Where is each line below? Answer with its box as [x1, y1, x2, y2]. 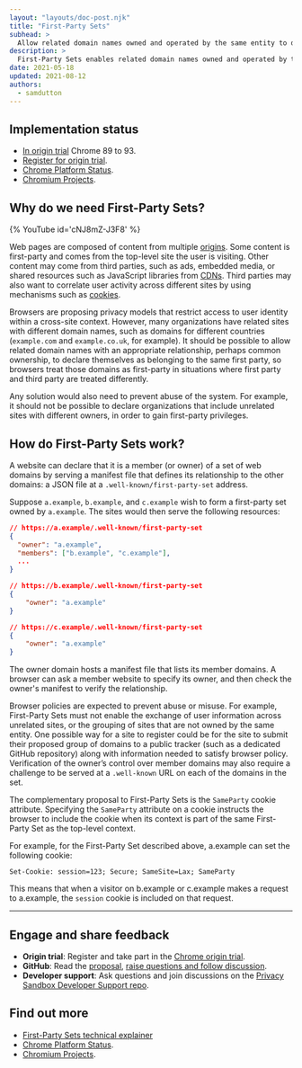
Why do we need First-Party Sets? [9, 200, 205, 216]
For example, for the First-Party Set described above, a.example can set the [9, 841, 290, 851]
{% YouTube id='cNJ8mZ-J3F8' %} [9, 224, 141, 235]
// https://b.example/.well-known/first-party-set [9, 582, 203, 591]
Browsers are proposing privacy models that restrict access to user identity [9, 307, 289, 317]
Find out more [9, 1006, 89, 1021]
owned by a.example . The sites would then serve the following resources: [9, 505, 280, 517]
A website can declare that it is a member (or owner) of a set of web [9, 459, 262, 470]
